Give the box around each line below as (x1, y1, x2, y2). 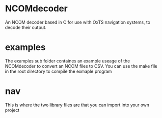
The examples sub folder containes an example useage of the (5, 58, 130, 64)
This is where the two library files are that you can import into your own (5, 102, 150, 108)
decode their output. (5, 24, 47, 30)
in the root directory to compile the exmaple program (5, 68, 112, 74)
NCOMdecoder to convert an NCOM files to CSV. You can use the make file (5, 63, 158, 69)
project (5, 107, 20, 113)
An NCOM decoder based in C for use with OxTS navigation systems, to (5, 19, 151, 25)
